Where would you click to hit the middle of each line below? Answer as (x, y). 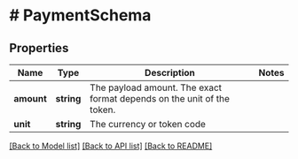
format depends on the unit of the (160, 98)
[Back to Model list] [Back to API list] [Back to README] (111, 146)
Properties (39, 48)
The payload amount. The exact (156, 87)
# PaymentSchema (80, 15)
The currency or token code (148, 124)
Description (170, 73)
